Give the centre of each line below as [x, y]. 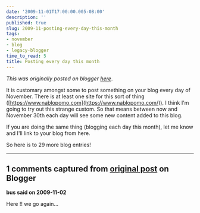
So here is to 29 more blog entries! [49, 145]
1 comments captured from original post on [87, 169]
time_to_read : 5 [26, 56]
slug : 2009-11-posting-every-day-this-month [62, 28]
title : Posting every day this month [53, 61]
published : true [26, 23]
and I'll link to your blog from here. [48, 133]
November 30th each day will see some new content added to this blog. [94, 115]
